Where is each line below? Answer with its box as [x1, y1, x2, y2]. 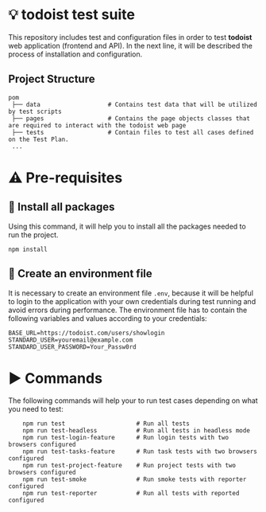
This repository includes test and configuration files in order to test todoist [8, 32, 253, 41]
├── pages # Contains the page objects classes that [11, 114, 250, 123]
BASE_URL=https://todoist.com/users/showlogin [8, 329, 165, 337]
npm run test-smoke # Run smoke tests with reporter [22, 475, 247, 483]
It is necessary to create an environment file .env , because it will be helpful [8, 288, 254, 298]
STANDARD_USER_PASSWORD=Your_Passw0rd [8, 342, 137, 351]
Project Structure [8, 72, 95, 86]
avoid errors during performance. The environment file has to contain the [8, 305, 248, 315]
